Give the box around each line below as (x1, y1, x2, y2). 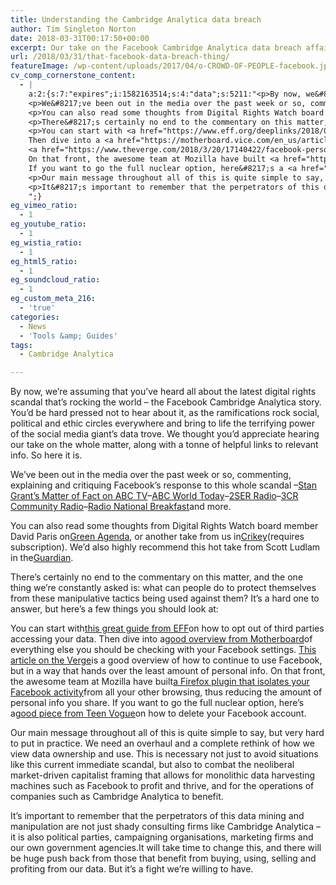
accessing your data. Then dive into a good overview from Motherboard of (10, 633, 313, 645)
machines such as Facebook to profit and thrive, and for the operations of (10, 780, 315, 792)
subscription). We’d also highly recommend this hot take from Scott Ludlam (10, 541, 321, 553)
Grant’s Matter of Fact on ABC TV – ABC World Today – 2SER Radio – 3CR (10, 490, 299, 502)
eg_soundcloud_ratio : (10, 275, 101, 285)
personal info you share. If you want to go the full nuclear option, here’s (10, 697, 305, 709)
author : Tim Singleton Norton (10, 24, 137, 34)
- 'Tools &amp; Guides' (19, 331, 118, 341)
